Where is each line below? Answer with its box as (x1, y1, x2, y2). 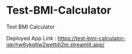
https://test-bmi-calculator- (57, 34, 126, 42)
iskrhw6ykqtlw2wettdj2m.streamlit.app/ (6, 41, 105, 48)
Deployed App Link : (6, 34, 57, 42)
